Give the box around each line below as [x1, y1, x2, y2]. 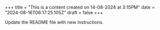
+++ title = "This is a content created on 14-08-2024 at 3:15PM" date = [5, 4, 155, 10]
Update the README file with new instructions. [5, 19, 104, 25]
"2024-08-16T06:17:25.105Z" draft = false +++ [5, 9, 104, 15]
